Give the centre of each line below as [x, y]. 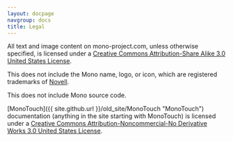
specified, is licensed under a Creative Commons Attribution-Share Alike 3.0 [116, 53]
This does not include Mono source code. [67, 95]
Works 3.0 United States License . [55, 131]
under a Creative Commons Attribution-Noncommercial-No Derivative [107, 124]
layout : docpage [31, 14]
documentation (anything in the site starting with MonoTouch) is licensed [112, 116]
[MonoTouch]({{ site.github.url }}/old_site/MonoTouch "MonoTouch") [106, 109]
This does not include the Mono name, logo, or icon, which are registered [112, 74]
